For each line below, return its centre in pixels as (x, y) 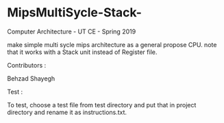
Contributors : (27, 65)
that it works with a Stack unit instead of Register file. (82, 52)
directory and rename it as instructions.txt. (67, 112)
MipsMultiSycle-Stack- (75, 13)
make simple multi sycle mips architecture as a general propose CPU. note (112, 44)
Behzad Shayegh (31, 78)
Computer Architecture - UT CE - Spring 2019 (72, 31)
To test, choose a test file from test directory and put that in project (102, 105)
